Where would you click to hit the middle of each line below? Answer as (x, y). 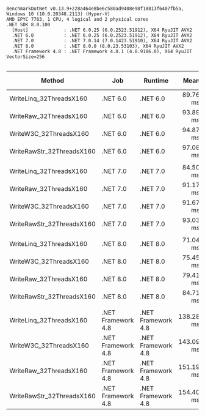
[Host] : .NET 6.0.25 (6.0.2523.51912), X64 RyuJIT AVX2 (102, 30)
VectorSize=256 (26, 57)
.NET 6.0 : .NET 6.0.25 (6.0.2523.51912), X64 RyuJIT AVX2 (102, 35)
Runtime (156, 80)
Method (52, 80)
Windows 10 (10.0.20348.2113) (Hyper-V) (59, 14)
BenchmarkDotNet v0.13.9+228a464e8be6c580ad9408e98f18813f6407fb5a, (95, 9)
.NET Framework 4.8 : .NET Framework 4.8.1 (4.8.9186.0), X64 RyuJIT (102, 51)
